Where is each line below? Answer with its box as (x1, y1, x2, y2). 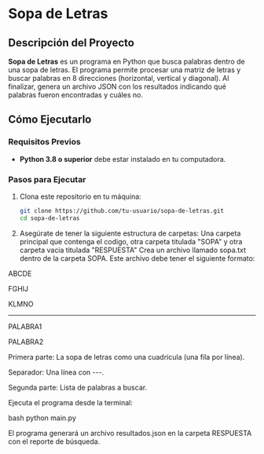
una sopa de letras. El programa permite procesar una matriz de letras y (8, 65, 241, 75)
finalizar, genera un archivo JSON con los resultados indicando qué (8, 82, 226, 91)
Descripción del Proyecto (8, 36, 135, 49)
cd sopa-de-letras (19, 214, 80, 222)
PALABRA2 (8, 337, 44, 346)
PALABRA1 (8, 321, 42, 331)
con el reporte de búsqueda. (8, 437, 101, 446)
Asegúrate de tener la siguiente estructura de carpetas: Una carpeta (19, 229, 241, 238)
